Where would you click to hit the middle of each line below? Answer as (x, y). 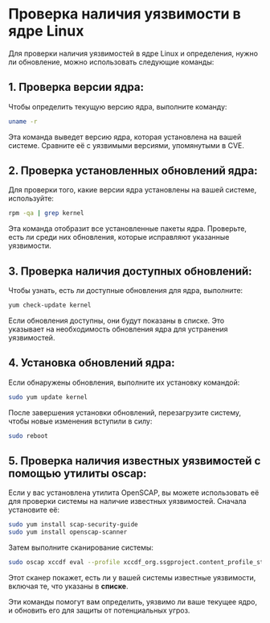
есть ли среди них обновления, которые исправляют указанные (119, 237)
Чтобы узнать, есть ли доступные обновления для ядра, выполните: (126, 291)
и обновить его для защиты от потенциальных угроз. (99, 610)
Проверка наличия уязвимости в (125, 14)
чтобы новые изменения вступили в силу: (80, 421)
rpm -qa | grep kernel (46, 213)
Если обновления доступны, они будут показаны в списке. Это (117, 320)
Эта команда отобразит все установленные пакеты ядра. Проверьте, (128, 229)
